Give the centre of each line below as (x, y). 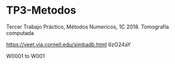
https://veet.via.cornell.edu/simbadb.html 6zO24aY (69, 44)
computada (20, 33)
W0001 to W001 (26, 56)
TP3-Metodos (41, 10)
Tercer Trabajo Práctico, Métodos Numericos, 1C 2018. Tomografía (87, 27)
